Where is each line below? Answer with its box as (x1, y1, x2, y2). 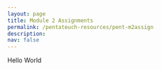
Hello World (7, 56, 42, 64)
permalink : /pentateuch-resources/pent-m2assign (7, 23, 154, 30)
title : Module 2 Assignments (7, 17, 94, 24)
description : (7, 30, 46, 37)
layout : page (7, 10, 46, 18)
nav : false (7, 37, 40, 44)
